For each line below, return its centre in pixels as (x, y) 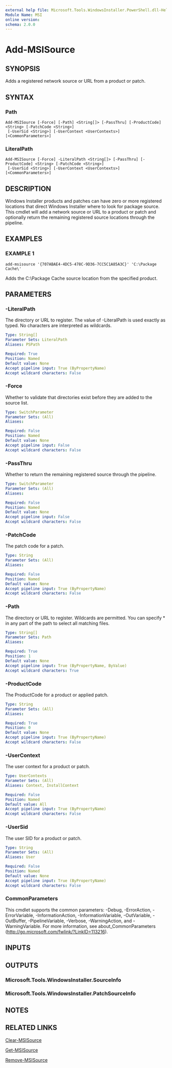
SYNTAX (20, 97)
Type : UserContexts (26, 776)
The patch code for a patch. (35, 546)
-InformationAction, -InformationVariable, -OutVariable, (94, 915)
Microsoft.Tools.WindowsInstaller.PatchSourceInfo (71, 994)
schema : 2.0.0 (20, 24)
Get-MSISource (22, 1050)
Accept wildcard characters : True (42, 671)
